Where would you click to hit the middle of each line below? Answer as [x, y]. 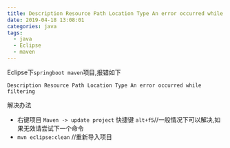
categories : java [32, 26]
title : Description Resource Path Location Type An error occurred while [115, 13]
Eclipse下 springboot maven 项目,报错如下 [64, 72]
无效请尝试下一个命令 [53, 128]
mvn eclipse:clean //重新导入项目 [64, 137]
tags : [15, 33]
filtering [21, 91]
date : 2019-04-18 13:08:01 [46, 20]
